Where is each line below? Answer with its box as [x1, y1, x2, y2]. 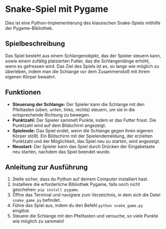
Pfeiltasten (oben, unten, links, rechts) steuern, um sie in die [12, 107, 135, 113]
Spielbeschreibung [5, 40, 65, 48]
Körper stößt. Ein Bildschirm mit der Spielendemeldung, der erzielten [12, 133, 153, 139]
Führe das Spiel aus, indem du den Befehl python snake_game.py [12, 202, 143, 209]
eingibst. [12, 208, 31, 214]
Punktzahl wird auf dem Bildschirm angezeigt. [12, 122, 107, 128]
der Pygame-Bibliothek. [5, 25, 54, 31]
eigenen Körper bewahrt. [5, 73, 56, 80]
